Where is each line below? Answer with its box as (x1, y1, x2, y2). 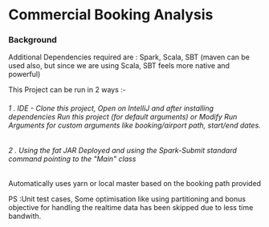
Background (8, 34, 58, 46)
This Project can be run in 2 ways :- (8, 85, 126, 95)
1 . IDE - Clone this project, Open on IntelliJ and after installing (8, 103, 214, 113)
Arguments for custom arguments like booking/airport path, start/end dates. (8, 120, 261, 130)
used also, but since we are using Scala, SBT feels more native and (8, 61, 230, 71)
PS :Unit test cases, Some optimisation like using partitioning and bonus (8, 194, 247, 204)
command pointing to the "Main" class (8, 154, 137, 164)
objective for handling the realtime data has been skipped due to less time (8, 203, 254, 213)
